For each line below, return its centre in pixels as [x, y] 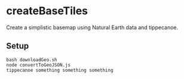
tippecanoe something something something [60, 70]
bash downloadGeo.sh [32, 60]
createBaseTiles [47, 11]
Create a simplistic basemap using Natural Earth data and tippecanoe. [92, 27]
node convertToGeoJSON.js [38, 65]
